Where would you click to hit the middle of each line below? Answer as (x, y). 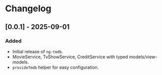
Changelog (28, 9)
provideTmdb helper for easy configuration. (55, 67)
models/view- (143, 57)
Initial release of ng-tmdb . (38, 51)
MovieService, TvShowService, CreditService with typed (70, 57)
